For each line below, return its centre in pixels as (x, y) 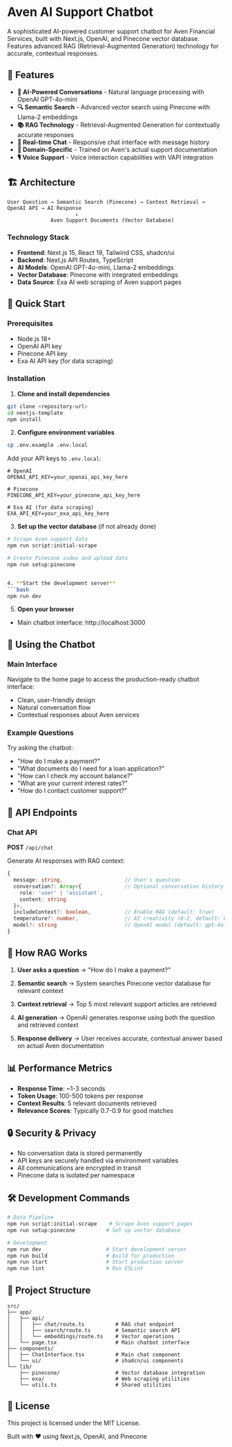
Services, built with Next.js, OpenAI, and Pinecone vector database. (104, 38)
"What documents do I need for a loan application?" (91, 769)
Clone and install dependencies (64, 394)
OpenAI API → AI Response (44, 208)
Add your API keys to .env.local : (54, 459)
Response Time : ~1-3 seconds (61, 1088)
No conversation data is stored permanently (80, 1153)
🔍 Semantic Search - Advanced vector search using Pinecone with (114, 107)
